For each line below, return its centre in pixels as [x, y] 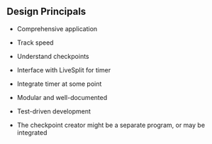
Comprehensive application [57, 28]
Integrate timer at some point [59, 84]
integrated [32, 132]
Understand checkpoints [53, 56]
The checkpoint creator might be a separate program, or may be [111, 125]
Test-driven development [54, 111]
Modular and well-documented [62, 97]
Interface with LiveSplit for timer [64, 70]
